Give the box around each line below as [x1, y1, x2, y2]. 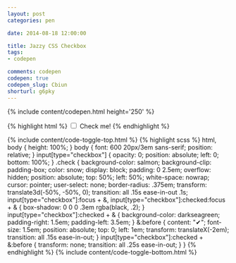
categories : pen [7, 17, 55, 24]
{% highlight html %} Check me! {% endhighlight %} [7, 121, 170, 130]
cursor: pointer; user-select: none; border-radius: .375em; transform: [7, 181, 208, 189]
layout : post [7, 10, 46, 18]
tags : [7, 49, 23, 56]
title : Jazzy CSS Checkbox [7, 42, 87, 49]
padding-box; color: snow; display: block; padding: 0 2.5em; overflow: [7, 165, 211, 173]
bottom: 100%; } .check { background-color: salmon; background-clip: [7, 158, 212, 166]
